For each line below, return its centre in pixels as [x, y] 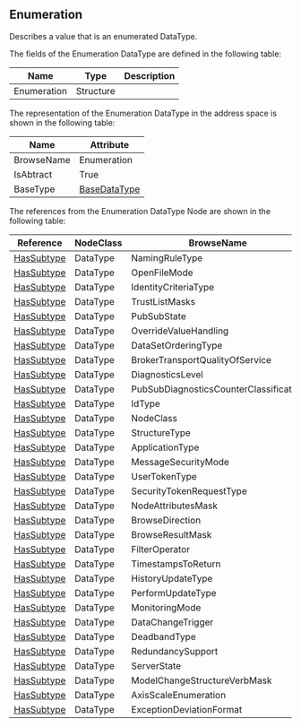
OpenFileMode [163, 273]
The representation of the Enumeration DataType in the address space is [143, 113]
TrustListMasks [163, 301]
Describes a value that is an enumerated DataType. [103, 36]
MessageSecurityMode [181, 462]
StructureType [161, 432]
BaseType [34, 189]
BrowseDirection [166, 520]
